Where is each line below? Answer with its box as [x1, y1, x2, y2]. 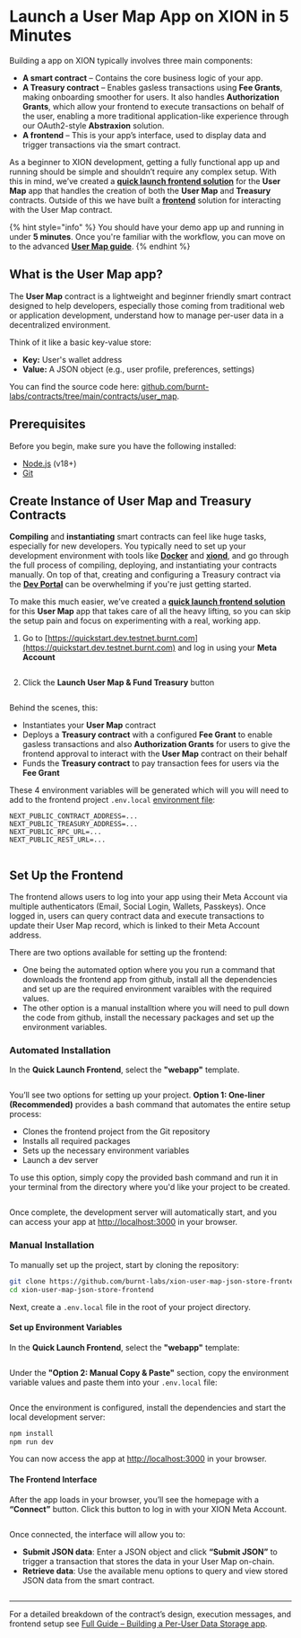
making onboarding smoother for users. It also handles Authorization [21, 92, 279, 102]
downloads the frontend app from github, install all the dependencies [21, 974, 278, 985]
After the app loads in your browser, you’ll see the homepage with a [9, 1493, 260, 1505]
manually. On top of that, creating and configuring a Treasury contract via [9, 569, 281, 580]
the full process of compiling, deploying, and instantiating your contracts [9, 559, 278, 571]
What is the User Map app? [9, 267, 163, 282]
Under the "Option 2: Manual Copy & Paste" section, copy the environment [9, 1367, 289, 1378]
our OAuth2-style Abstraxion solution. [21, 119, 165, 131]
